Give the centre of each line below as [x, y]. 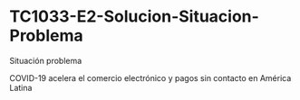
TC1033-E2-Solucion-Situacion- [135, 17]
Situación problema [46, 60]
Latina [21, 87]
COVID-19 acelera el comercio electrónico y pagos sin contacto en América [150, 77]
